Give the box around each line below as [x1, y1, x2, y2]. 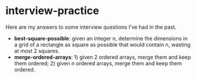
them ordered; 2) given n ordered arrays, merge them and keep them [14, 60, 182, 67]
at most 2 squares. [14, 47, 60, 54]
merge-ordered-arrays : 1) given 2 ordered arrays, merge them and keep [14, 53, 191, 60]
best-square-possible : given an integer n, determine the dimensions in [14, 35, 188, 42]
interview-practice [5, 4, 100, 18]
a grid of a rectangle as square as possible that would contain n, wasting [14, 41, 191, 48]
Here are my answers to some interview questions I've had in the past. [5, 23, 177, 30]
